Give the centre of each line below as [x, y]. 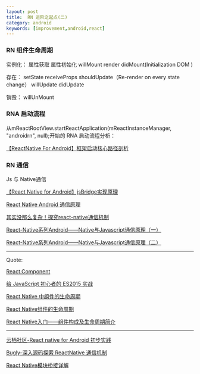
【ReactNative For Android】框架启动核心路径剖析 [68, 148]
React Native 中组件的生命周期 [43, 297]
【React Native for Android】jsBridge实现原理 [62, 192]
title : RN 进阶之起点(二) [37, 17]
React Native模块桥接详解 [37, 365]
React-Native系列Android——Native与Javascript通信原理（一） [84, 230]
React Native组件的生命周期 [40, 309]
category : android [29, 23]
